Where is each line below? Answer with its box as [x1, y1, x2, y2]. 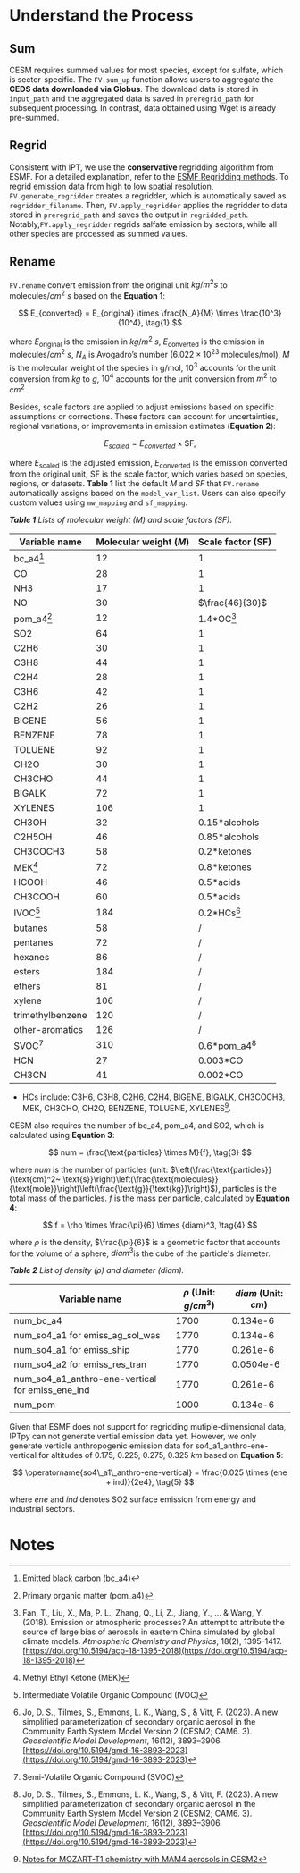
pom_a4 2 [13, 611, 53, 626]
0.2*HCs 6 [197, 905, 241, 919]
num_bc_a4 [13, 1314, 62, 1327]
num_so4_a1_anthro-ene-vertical [13, 1372, 157, 1385]
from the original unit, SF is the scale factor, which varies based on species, [9, 468, 288, 479]
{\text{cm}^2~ [9, 1173, 61, 1185]
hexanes [13, 950, 50, 963]
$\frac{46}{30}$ [197, 596, 268, 609]
